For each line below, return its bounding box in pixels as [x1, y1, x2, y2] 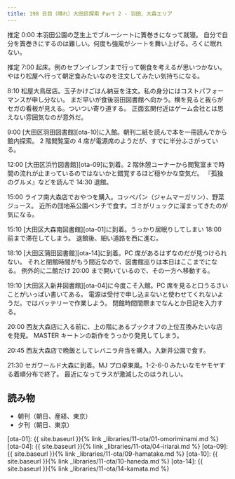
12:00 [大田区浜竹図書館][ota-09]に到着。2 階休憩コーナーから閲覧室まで [7, 160, 219, 168]
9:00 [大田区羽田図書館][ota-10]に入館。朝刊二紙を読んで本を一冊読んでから [7, 128, 228, 136]
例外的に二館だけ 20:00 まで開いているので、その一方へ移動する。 [20, 266, 214, 274]
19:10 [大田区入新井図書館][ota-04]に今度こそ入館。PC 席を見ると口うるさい [7, 281, 229, 290]
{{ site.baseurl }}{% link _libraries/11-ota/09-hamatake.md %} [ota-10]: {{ [7, 450, 218, 458]
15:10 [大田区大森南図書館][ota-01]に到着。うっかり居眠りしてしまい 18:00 [7, 225, 222, 234]
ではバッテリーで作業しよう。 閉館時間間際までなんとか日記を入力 [25, 299, 217, 307]
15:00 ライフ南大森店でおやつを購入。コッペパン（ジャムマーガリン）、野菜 [7, 192, 224, 201]
